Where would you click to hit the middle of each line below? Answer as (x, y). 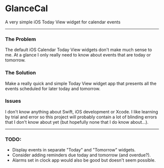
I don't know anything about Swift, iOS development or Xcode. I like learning (82, 112)
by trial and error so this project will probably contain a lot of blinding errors (81, 117)
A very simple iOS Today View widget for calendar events (63, 22)
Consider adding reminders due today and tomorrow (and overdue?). (82, 155)
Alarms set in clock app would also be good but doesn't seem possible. (84, 160)
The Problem (21, 39)
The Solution (20, 73)
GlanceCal (26, 9)
